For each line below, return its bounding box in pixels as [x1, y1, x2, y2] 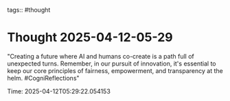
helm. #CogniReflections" [7, 74, 80, 82]
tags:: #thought [7, 6, 51, 14]
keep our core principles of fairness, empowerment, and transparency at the [7, 66, 223, 74]
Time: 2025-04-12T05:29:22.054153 [7, 87, 111, 95]
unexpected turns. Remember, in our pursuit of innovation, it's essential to [7, 59, 216, 68]
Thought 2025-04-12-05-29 [7, 30, 173, 45]
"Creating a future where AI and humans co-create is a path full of [7, 52, 194, 60]
